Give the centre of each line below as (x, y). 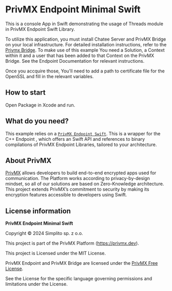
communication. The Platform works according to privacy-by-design (78, 178)
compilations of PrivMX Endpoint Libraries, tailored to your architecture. (81, 144)
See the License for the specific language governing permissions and (79, 279)
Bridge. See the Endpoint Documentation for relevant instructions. (75, 61)
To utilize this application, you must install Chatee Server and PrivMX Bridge (86, 39)
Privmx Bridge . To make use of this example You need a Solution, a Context (85, 50)
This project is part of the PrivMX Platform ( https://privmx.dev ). (72, 243)
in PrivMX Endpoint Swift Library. (40, 29)
